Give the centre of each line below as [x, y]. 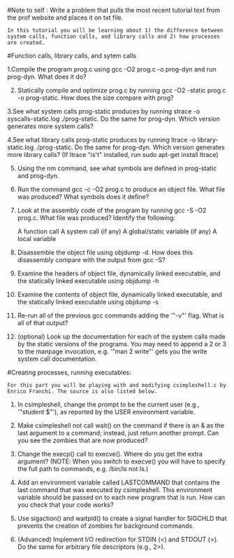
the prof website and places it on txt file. [65, 18]
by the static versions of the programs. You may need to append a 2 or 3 [122, 344]
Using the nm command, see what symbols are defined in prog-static [117, 168]
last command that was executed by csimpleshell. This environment [115, 490]
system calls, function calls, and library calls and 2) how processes [114, 36]
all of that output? [43, 323]
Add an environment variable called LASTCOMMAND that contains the [118, 482]
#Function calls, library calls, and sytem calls [72, 56]
